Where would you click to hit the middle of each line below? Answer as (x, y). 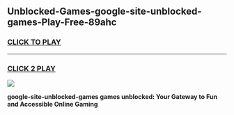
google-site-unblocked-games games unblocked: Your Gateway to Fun (112, 96)
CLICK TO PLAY (34, 43)
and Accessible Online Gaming (53, 104)
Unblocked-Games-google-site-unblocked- (104, 11)
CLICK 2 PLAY (31, 68)
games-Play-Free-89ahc (62, 23)
